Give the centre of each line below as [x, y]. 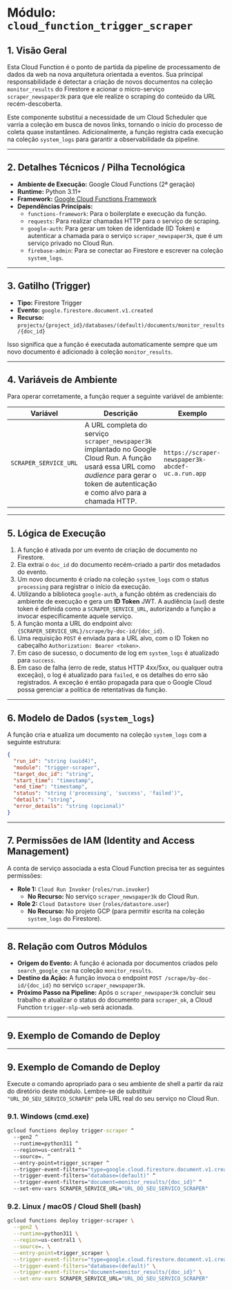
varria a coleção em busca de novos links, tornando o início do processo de [115, 125]
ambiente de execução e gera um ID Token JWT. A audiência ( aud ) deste [120, 602]
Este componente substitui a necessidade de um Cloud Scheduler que [107, 117]
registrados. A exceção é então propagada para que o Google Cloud [114, 683]
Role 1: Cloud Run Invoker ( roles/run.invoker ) [83, 889]
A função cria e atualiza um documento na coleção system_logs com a [107, 734]
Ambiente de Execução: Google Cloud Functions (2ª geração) [106, 184]
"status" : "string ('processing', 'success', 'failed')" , [99, 793]
